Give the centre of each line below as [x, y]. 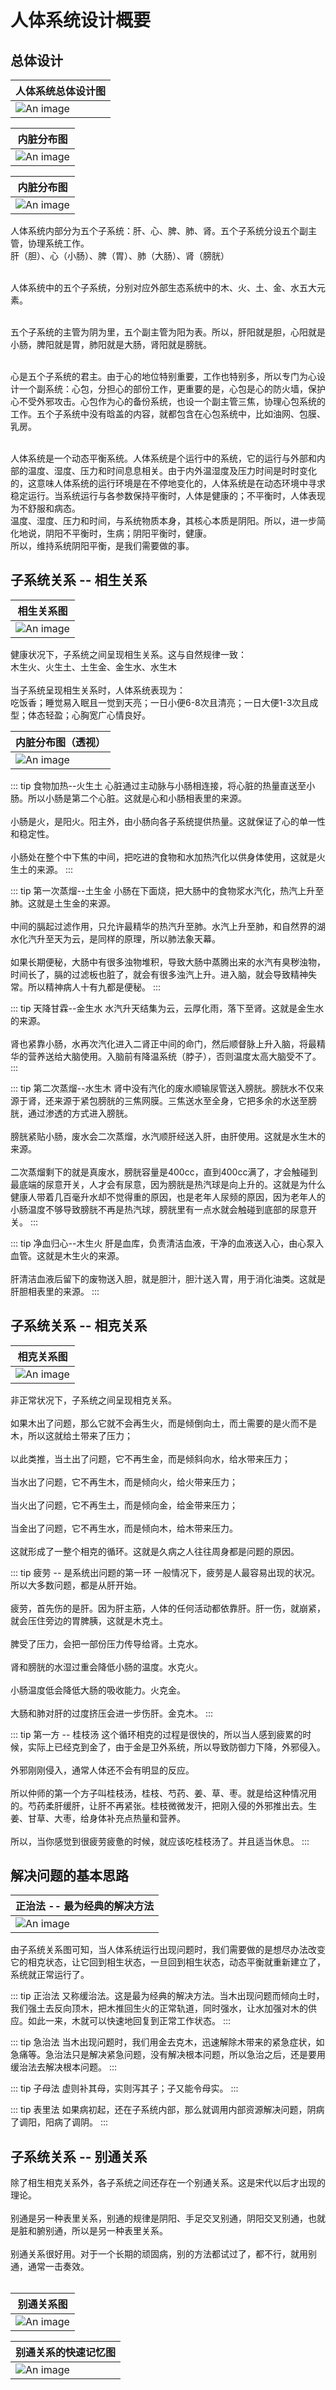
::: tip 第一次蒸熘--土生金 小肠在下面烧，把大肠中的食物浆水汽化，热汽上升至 [167, 890]
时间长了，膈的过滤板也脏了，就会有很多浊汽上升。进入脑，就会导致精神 [159, 974]
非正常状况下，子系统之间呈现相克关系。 [93, 1400]
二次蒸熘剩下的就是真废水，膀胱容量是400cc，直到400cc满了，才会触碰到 [164, 1172]
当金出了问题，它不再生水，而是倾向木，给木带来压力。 [124, 1528]
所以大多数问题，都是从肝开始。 [76, 1585]
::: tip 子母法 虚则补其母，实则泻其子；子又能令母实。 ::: [124, 2088]
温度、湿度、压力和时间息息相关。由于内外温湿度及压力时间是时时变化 [172, 470]
